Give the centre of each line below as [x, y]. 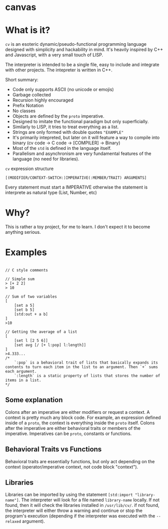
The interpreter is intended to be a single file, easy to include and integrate [82, 65]
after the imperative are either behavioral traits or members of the [73, 428]
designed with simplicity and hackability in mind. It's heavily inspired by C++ [84, 50]
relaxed [13, 522]
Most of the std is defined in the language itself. [62, 148]
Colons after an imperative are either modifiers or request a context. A [77, 412]
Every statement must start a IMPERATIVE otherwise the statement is [76, 187]
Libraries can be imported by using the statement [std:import [69, 495]
